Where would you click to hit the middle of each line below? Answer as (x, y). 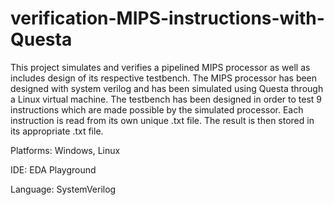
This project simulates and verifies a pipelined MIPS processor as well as (160, 67)
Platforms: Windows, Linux (65, 150)
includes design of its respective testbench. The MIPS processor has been (164, 78)
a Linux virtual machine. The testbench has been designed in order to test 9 (166, 99)
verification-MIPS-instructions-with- (167, 18)
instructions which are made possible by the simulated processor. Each (157, 109)
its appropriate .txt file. (57, 131)
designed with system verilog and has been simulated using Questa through (167, 88)
